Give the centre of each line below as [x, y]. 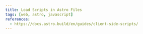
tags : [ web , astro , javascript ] [39, 14]
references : [18, 19]
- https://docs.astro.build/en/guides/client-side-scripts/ [74, 24]
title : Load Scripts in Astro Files [44, 10]
